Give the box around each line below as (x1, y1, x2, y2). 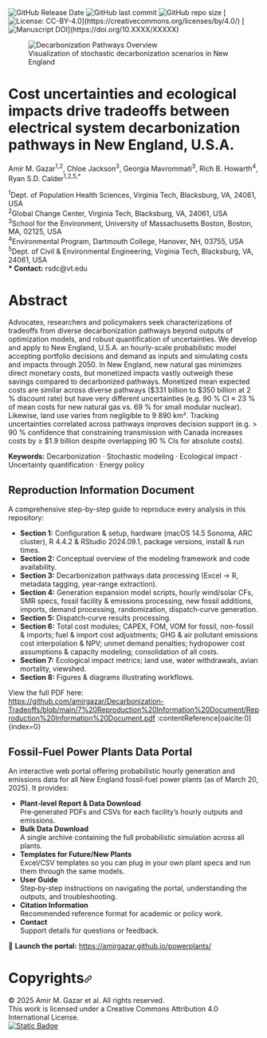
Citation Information (19, 901, 89, 910)
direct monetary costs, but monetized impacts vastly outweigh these (8, 369, 234, 378)
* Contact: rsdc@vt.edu (8, 263, 88, 273)
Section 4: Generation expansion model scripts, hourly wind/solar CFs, (19, 588, 253, 598)
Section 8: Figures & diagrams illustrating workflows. (19, 673, 194, 682)
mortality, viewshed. (19, 664, 87, 673)
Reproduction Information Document (8, 483, 195, 497)
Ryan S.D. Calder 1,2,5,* (8, 172, 81, 183)
